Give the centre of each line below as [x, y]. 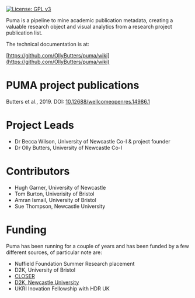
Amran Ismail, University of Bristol [55, 200]
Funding [26, 230]
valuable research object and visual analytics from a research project [89, 27]
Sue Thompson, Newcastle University [60, 206]
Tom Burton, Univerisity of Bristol [54, 194]
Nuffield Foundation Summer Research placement [74, 263]
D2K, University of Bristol [45, 270]
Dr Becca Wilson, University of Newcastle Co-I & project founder [92, 141]
